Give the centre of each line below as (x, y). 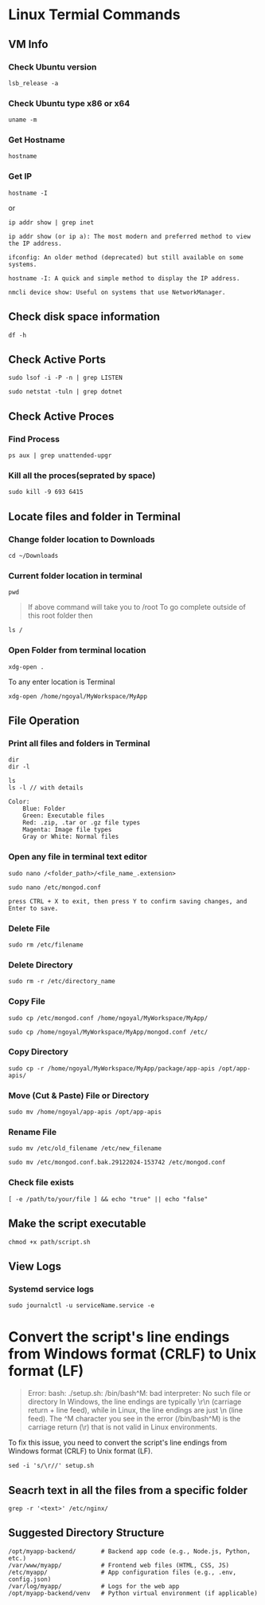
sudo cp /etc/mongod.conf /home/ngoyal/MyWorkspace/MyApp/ (108, 1018)
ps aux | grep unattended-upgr (60, 456)
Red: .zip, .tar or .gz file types (82, 823)
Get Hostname (37, 140)
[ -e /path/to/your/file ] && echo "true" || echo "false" (108, 1199)
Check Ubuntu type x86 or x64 (69, 103)
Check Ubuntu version (53, 67)
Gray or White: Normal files (71, 837)
